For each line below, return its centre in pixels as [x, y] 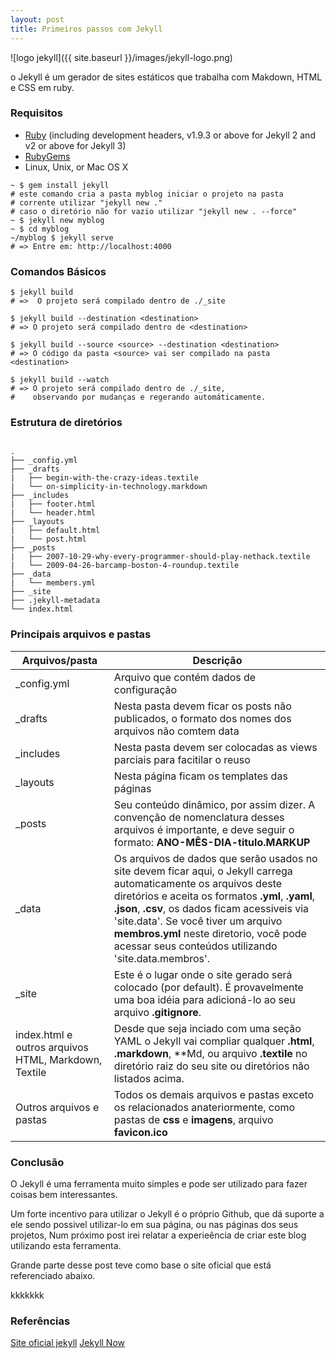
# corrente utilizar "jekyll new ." [86, 202]
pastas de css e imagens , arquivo [193, 1119]
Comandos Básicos [58, 271]
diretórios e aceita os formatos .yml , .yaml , [214, 896]
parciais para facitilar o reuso [182, 759]
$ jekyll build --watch [60, 380]
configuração [145, 689]
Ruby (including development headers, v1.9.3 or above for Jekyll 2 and [170, 135]
